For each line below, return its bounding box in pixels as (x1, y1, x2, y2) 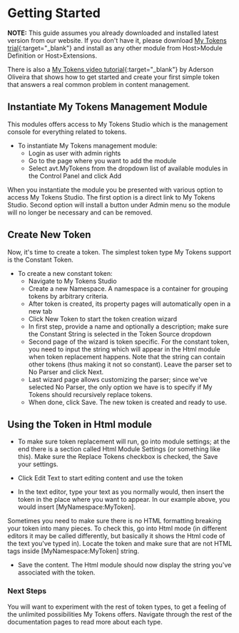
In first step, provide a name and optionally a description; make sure (28, 322, 229, 331)
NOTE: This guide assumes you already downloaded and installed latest (7, 29, 219, 37)
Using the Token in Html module (7, 418, 152, 431)
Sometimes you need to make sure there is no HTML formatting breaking (7, 517, 222, 525)
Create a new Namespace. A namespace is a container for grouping (28, 284, 228, 293)
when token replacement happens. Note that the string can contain (28, 352, 226, 361)
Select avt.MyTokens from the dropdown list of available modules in (28, 164, 228, 173)
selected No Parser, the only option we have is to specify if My (28, 383, 213, 391)
